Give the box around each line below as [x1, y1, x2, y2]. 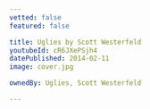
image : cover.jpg [9, 63, 74, 71]
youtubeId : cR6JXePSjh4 [9, 46, 98, 54]
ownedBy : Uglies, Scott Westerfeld [9, 79, 142, 88]
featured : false [9, 21, 70, 30]
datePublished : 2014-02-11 [9, 54, 110, 63]
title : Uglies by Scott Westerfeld [9, 38, 142, 46]
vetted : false [9, 13, 62, 22]
